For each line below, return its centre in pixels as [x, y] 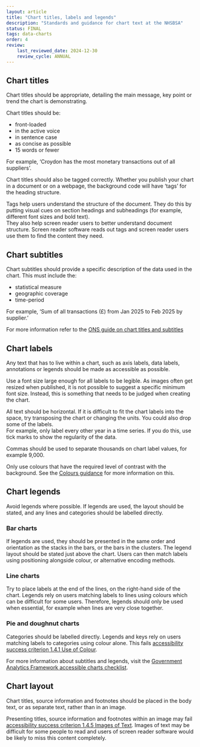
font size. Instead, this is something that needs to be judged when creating [98, 394]
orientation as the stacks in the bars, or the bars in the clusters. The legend [99, 548]
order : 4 [17, 40]
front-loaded [31, 125]
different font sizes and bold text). [48, 217]
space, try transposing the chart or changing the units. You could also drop [99, 418]
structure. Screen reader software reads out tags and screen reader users [97, 230]
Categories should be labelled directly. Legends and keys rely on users [94, 637]
